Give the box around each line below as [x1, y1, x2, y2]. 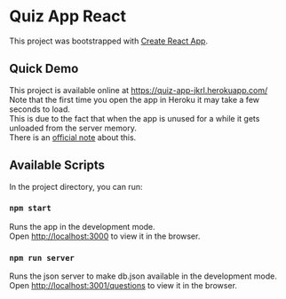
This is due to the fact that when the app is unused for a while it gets [9, 113, 260, 123]
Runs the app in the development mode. [9, 221, 155, 232]
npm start [9, 203, 52, 214]
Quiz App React [9, 6, 127, 27]
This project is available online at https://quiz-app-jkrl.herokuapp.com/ [9, 84, 268, 95]
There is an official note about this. [9, 131, 137, 143]
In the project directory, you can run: [9, 181, 143, 192]
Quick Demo [9, 61, 79, 76]
